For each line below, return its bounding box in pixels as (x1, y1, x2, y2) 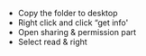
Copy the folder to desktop (17, 8, 118, 18)
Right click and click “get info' (17, 17, 129, 28)
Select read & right (17, 36, 87, 47)
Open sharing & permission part (17, 27, 137, 37)
